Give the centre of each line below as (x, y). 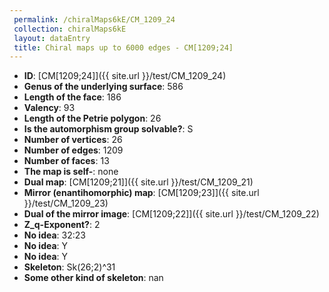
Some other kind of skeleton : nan (93, 278)
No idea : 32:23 (54, 235)
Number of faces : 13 (66, 161)
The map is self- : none (71, 172)
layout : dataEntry (52, 38)
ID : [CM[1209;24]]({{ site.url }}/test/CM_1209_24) (125, 76)
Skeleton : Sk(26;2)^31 (69, 267)
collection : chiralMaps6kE (70, 29)
